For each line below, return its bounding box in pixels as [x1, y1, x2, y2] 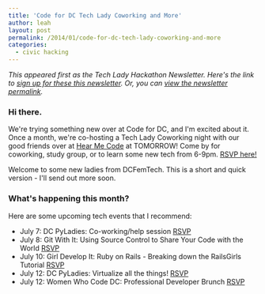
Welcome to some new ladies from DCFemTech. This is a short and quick [8, 165, 247, 175]
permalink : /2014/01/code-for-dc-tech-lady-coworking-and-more [8, 33, 221, 42]
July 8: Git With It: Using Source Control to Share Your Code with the [19, 235, 244, 244]
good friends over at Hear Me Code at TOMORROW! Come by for [8, 141, 221, 151]
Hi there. [8, 106, 42, 117]
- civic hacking [15, 48, 69, 56]
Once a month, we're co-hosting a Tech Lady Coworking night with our [8, 133, 240, 142]
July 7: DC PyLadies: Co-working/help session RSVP [19, 226, 191, 236]
